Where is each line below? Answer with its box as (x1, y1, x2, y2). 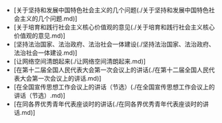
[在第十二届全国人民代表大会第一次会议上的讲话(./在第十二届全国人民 (13, 66, 210, 74)
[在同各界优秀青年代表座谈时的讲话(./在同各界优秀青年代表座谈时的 (13, 100, 203, 108)
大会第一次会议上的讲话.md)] (19, 74, 102, 82)
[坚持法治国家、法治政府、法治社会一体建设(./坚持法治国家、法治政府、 (13, 40, 215, 48)
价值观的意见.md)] (13, 31, 65, 40)
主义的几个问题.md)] (19, 14, 78, 23)
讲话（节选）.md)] (13, 92, 65, 99)
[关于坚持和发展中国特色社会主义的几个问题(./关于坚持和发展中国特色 (13, 6, 210, 14)
